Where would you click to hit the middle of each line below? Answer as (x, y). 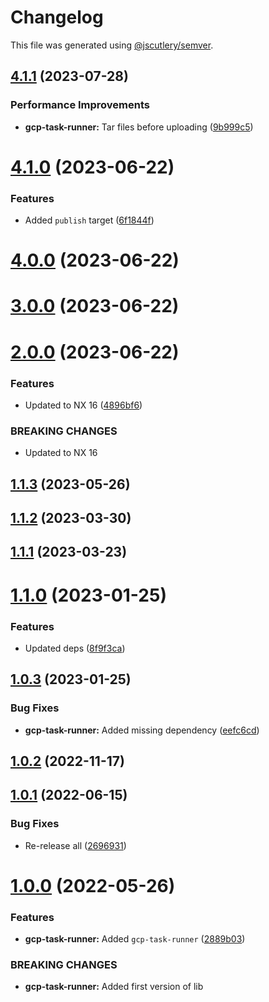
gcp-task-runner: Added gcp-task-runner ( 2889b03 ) (135, 939)
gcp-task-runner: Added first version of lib (114, 987)
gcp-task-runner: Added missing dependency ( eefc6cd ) (142, 730)
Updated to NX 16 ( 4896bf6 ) (83, 405)
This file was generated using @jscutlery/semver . (112, 45)
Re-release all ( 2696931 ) (75, 845)
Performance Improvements (80, 105)
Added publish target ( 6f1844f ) (89, 220)
